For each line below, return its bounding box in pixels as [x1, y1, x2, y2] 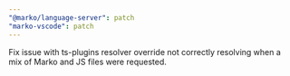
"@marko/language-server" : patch [8, 13, 135, 23]
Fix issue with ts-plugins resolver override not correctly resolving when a [8, 46, 282, 57]
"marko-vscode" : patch [8, 22, 94, 31]
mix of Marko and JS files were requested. [8, 56, 167, 67]
